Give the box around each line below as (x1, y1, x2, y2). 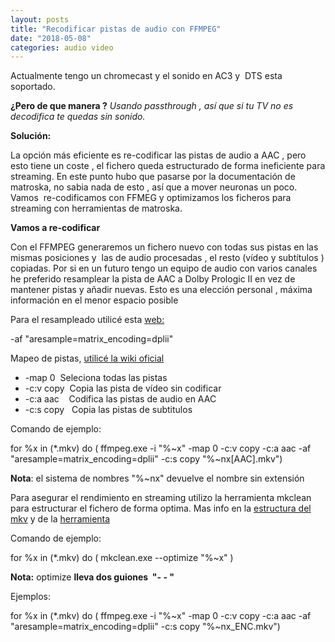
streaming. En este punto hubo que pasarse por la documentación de (10, 171, 296, 183)
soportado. (10, 81, 56, 93)
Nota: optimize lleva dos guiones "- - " (10, 571, 175, 583)
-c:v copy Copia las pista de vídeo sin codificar (24, 382, 222, 395)
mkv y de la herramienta (10, 513, 111, 525)
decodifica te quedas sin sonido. (10, 111, 146, 123)
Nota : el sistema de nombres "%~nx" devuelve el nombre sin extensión (10, 472, 305, 485)
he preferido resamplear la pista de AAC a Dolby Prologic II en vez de (10, 273, 296, 285)
